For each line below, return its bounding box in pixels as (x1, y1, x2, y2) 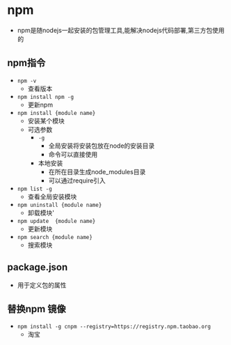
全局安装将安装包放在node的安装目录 (48, 141, 155, 150)
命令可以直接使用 (48, 150, 98, 158)
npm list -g (17, 185, 52, 192)
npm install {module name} (17, 109, 96, 116)
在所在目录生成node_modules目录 (48, 167, 146, 176)
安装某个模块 (27, 116, 65, 125)
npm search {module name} (17, 233, 93, 240)
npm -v (17, 77, 37, 84)
